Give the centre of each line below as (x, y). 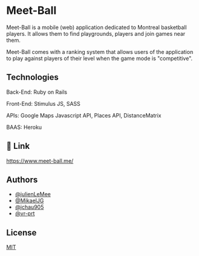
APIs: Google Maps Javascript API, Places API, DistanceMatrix (84, 115)
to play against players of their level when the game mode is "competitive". (99, 58)
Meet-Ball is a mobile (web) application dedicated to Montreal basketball (96, 27)
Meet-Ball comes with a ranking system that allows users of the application (100, 51)
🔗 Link (18, 146)
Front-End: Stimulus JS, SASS (43, 103)
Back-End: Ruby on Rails (37, 92)
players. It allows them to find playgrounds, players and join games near (96, 33)
